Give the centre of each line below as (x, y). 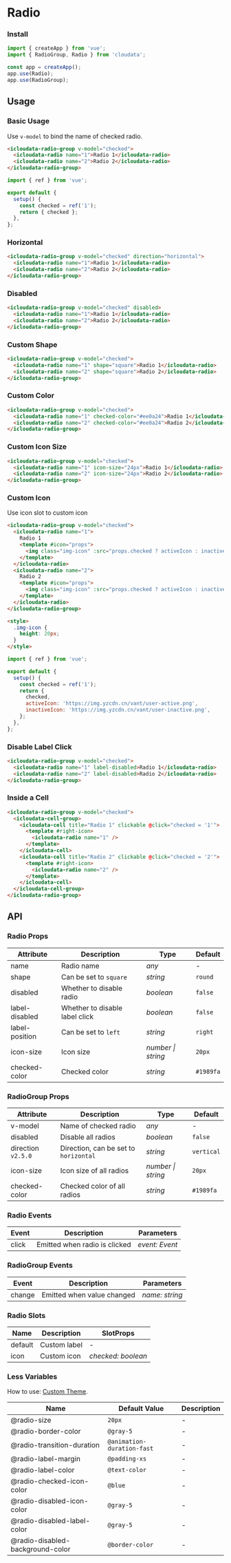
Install (18, 34)
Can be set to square (94, 977)
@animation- (127, 1442)
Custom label (62, 1345)
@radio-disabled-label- (51, 1521)
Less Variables (32, 1376)
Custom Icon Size (37, 447)
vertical (206, 1152)
